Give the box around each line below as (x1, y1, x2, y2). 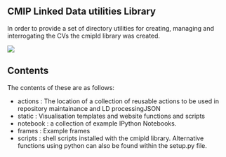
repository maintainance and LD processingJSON (17, 104, 161, 112)
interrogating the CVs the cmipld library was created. (7, 31, 160, 40)
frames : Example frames (17, 126, 91, 135)
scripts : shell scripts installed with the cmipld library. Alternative (17, 134, 204, 142)
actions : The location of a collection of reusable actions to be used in (17, 97, 220, 105)
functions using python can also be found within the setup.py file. (17, 141, 207, 149)
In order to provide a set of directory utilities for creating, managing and (7, 24, 215, 32)
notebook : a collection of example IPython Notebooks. (17, 119, 177, 128)
